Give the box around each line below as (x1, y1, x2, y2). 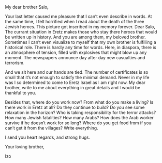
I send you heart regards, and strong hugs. (5, 134, 90, 140)
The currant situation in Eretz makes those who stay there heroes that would (5, 29, 157, 34)
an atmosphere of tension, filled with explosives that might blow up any (5, 49, 147, 55)
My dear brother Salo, (5, 4, 49, 10)
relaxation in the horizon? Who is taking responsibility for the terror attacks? (5, 110, 156, 115)
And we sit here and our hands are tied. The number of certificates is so (5, 69, 148, 75)
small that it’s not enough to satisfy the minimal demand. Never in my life (5, 75, 149, 80)
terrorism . (5, 60, 25, 65)
